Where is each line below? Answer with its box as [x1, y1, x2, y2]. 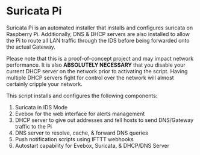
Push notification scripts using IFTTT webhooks [14, 135, 134, 142]
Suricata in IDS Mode [14, 103, 68, 111]
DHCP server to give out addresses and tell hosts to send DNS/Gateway [14, 116, 194, 124]
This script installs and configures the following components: [6, 92, 158, 99]
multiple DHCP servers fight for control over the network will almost [6, 74, 174, 81]
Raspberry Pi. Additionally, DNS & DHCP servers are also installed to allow [6, 30, 190, 37]
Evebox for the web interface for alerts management [14, 110, 145, 117]
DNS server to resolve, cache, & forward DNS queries [14, 129, 149, 136]
